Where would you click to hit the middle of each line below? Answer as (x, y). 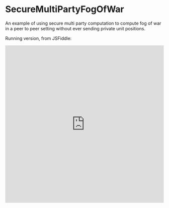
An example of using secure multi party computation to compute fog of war (83, 23)
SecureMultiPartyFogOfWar (65, 9)
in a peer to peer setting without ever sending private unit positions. (75, 28)
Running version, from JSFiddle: (38, 38)
